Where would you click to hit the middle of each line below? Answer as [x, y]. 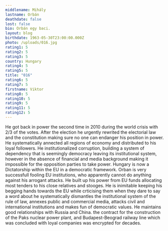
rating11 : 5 [18, 108]
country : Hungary [23, 61]
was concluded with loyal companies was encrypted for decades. [73, 223]
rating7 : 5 [17, 84]
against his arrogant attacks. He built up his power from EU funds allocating [83, 180]
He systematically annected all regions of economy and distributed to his [81, 143]
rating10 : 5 [18, 98]
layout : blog [19, 33]
